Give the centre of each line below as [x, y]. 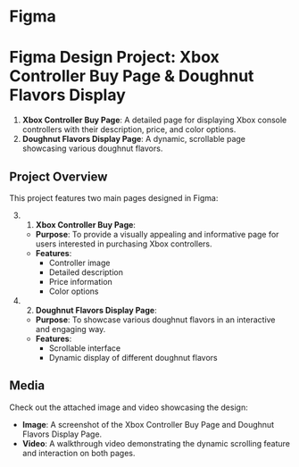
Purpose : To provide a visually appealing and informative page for [157, 234]
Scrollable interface [85, 348]
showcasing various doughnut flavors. [92, 148]
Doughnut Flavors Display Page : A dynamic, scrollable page [134, 139]
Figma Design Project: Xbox [115, 58]
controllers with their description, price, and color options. [129, 129]
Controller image [79, 263]
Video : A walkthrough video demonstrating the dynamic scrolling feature [156, 443]
